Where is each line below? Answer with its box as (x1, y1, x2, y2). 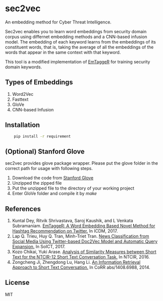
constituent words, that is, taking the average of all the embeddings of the (5, 44, 154, 50)
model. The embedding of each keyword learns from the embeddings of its (5, 39, 156, 44)
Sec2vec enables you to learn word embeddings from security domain (5, 28, 147, 34)
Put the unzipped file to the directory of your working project (12, 185, 135, 191)
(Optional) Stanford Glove (5, 147, 85, 155)
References (5, 205, 41, 213)
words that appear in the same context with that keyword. (5, 49, 121, 55)
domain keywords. (5, 64, 42, 70)
